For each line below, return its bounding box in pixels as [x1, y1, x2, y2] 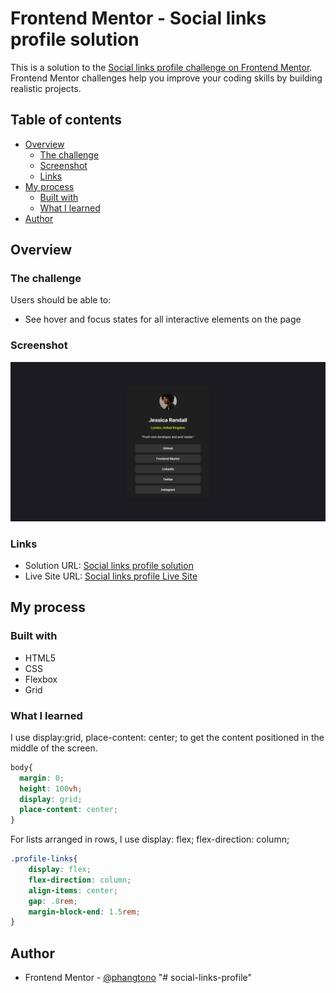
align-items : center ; [28, 885, 118, 896]
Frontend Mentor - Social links [10, 7, 267, 30]
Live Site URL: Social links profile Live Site [24, 570, 198, 582]
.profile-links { [10, 854, 78, 864]
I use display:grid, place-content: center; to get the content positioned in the [10, 731, 325, 743]
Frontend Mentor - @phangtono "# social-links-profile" [24, 972, 252, 984]
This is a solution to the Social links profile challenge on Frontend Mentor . [10, 61, 313, 73]
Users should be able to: [10, 294, 112, 306]
